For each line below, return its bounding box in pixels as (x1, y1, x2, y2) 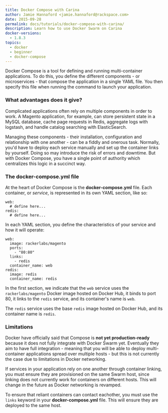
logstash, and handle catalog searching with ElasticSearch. (5, 124, 127, 130)
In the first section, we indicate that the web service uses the (5, 285, 129, 291)
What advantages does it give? (5, 97, 83, 104)
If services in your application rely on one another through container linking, (5, 366, 162, 372)
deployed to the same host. (5, 402, 62, 408)
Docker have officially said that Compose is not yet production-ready (5, 335, 150, 341)
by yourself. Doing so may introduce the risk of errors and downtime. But (5, 149, 156, 156)
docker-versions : (5, 31, 42, 36)
